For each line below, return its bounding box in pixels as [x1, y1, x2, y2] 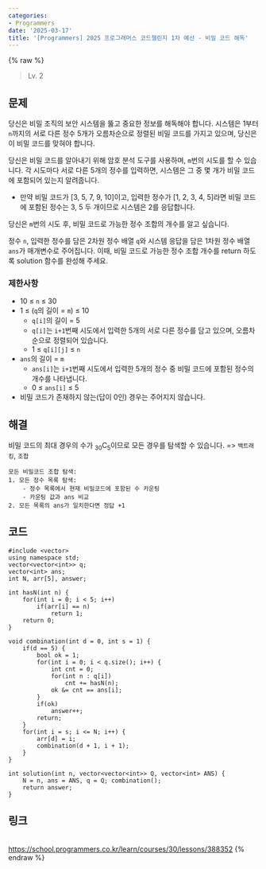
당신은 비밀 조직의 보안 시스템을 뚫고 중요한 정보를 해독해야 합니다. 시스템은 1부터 [8, 119, 259, 128]
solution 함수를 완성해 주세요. [16, 256, 109, 266]
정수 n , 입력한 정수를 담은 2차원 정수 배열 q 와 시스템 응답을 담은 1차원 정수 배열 [8, 236, 251, 246]
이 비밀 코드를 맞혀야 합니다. [8, 138, 95, 148]
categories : [8, 11, 48, 20]
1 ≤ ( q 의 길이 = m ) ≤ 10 [19, 306, 90, 315]
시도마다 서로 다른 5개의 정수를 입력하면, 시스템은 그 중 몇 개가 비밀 [33, 166, 241, 175]
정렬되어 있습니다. [52, 336, 109, 345]
